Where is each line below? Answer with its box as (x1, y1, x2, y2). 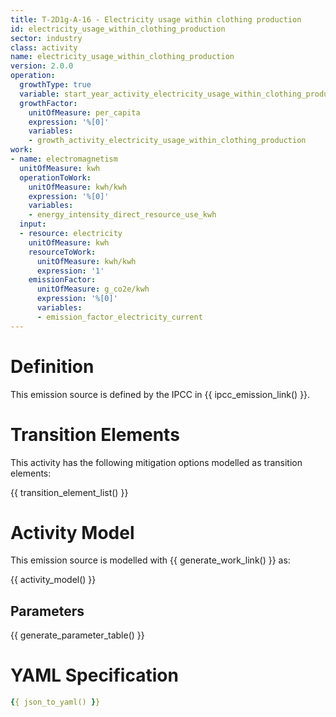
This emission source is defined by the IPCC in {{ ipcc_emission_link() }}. (10, 388, 311, 400)
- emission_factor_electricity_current (36, 312, 203, 322)
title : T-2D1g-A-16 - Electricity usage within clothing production (10, 14, 302, 25)
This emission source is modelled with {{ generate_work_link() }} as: (10, 554, 291, 566)
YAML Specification (10, 664, 179, 687)
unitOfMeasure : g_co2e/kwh (36, 284, 150, 295)
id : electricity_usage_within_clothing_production (10, 24, 226, 34)
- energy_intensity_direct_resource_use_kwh (28, 210, 217, 220)
